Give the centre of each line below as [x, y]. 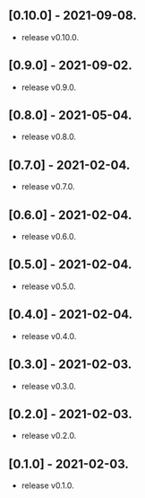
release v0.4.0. [49, 336]
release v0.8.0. [49, 137]
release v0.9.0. [49, 87]
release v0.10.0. [50, 37]
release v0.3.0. [49, 386]
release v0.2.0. [49, 436]
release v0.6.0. [49, 237]
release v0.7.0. [48, 187]
